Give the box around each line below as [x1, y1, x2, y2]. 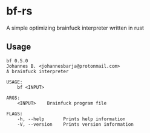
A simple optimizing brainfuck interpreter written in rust [6, 24, 144, 31]
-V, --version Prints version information [17, 121, 134, 128]
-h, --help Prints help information [17, 116, 126, 122]
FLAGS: [6, 111, 23, 117]
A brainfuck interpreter [6, 68, 69, 74]
